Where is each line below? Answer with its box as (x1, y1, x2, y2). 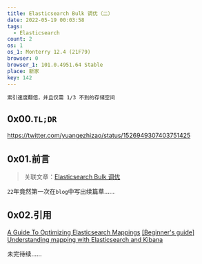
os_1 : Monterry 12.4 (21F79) (7, 49, 91, 56)
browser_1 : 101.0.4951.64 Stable (7, 61, 103, 68)
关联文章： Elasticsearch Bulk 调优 (23, 173, 121, 181)
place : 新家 (7, 68, 39, 74)
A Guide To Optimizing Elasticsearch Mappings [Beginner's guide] (7, 228, 195, 236)
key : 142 (7, 74, 32, 81)
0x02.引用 (7, 210, 52, 221)
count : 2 (7, 36, 32, 43)
